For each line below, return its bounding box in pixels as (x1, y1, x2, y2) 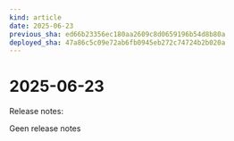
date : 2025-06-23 (9, 21, 74, 30)
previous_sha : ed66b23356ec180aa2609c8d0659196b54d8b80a (9, 29, 226, 38)
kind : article (9, 12, 63, 22)
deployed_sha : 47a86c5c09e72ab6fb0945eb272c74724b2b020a (9, 37, 226, 47)
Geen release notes (9, 123, 81, 134)
